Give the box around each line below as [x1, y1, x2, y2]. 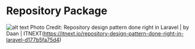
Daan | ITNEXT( [6, 30, 44, 37]
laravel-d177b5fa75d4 [6, 36, 60, 43]
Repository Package [6, 4, 108, 18]
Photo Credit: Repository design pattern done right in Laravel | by [30, 24, 190, 31]
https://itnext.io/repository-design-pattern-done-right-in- [43, 30, 184, 37]
